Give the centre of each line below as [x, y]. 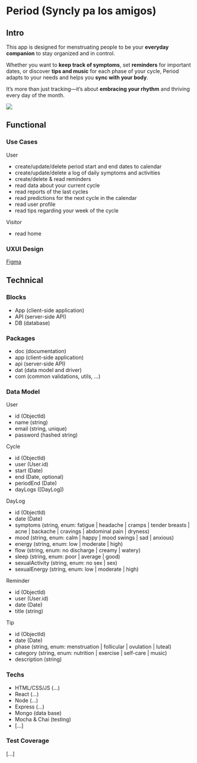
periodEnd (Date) [36, 483]
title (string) [29, 611]
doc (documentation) [40, 351]
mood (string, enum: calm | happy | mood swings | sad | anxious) [94, 538]
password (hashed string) [46, 435]
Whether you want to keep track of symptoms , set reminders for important [99, 65]
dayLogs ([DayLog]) [39, 489]
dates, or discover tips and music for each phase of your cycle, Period [93, 71]
